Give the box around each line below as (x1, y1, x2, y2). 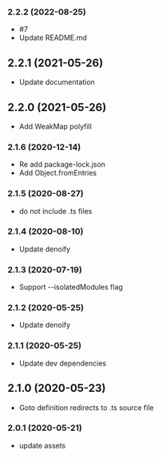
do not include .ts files (18, 206, 93, 215)
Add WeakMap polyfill (18, 121, 93, 131)
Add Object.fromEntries (18, 168, 97, 178)
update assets (18, 440, 66, 450)
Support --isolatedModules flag (18, 282, 123, 292)
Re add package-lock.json (18, 160, 105, 169)
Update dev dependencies (18, 358, 107, 368)
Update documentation (18, 77, 95, 87)
